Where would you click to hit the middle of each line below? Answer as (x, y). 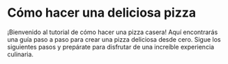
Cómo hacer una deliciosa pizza (102, 13)
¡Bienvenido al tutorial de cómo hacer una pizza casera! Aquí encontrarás (113, 32)
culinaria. (20, 54)
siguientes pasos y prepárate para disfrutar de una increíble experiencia (111, 47)
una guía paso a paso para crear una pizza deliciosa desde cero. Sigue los (114, 39)
